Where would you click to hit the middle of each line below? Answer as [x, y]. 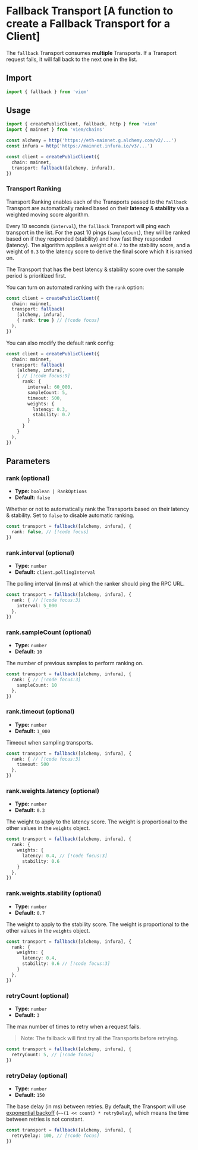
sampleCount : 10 [37, 685]
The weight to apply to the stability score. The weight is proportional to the [98, 924]
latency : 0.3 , [50, 409]
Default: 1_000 [32, 731]
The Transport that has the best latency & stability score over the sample [95, 269]
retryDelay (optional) [37, 1075]
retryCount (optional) [38, 995]
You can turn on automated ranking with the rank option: [75, 287]
